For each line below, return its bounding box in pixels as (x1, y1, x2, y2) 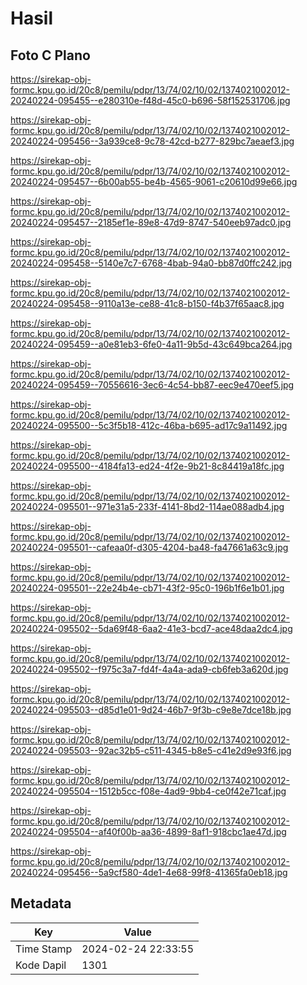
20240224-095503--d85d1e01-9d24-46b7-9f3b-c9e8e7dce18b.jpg (10, 704, 292, 716)
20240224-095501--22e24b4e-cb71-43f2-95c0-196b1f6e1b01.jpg (10, 582, 285, 594)
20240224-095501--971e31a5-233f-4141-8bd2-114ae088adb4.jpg (10, 501, 285, 512)
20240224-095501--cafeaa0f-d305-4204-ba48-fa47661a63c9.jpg (10, 542, 289, 553)
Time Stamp (15, 942, 73, 956)
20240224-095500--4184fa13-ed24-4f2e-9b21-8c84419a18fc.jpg (10, 460, 285, 472)
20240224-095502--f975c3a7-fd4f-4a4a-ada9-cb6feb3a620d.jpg (10, 663, 289, 675)
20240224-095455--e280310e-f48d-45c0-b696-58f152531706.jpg (10, 95, 291, 106)
